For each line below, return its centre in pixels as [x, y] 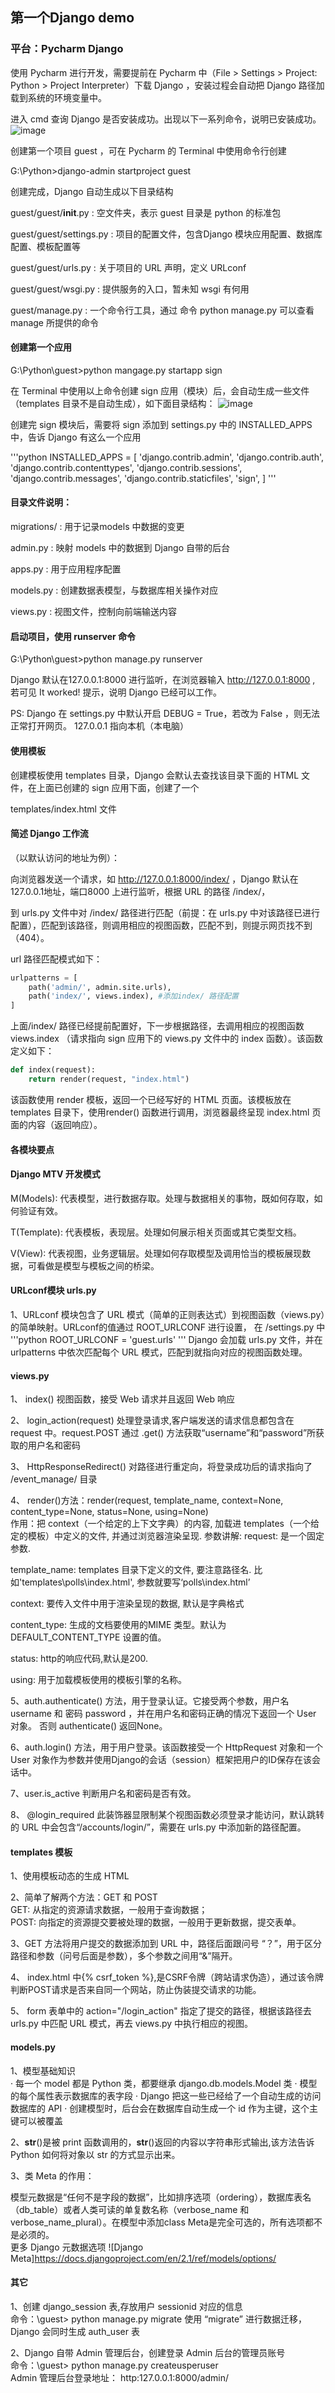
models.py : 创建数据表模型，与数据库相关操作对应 [114, 590]
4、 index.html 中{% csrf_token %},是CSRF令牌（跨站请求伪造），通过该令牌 [167, 1977]
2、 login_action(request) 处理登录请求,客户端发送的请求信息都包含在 [152, 1420]
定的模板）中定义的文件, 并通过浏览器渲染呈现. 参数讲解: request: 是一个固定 [167, 1536]
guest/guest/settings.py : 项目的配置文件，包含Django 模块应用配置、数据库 [166, 234]
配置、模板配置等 [45, 246]
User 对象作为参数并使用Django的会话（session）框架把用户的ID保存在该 [161, 1760]
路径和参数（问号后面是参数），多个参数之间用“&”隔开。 [124, 1956]
